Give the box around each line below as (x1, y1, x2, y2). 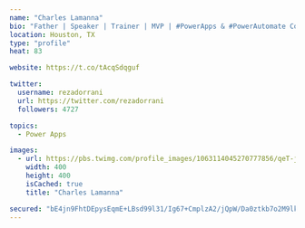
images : (9, 146, 39, 155)
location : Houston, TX (9, 30, 95, 39)
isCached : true (25, 179, 84, 188)
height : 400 (25, 171, 71, 180)
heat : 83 (9, 47, 43, 56)
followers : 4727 (17, 105, 79, 114)
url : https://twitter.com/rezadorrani (17, 96, 165, 105)
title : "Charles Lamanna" (25, 187, 124, 197)
